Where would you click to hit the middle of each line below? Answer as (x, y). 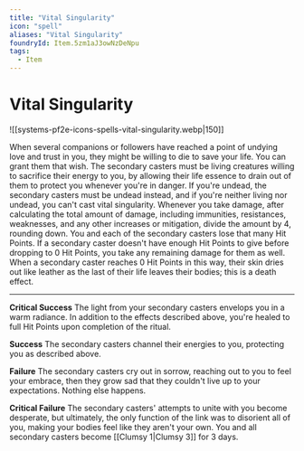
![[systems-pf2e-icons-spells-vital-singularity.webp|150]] (117, 129)
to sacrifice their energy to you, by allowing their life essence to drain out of (151, 175)
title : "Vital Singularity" (62, 18)
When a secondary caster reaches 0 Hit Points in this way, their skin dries (147, 262)
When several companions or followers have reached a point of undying (144, 146)
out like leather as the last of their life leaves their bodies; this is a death (143, 271)
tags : (19, 52)
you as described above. (55, 353)
